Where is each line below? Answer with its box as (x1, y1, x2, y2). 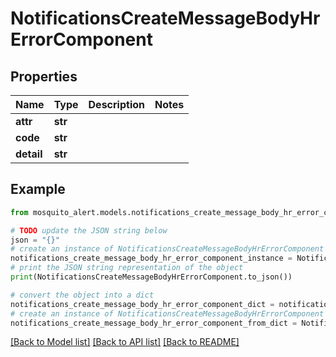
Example (10, 181, 66, 198)
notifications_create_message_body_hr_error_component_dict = (10, 299, 275, 309)
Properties (10, 68, 78, 85)
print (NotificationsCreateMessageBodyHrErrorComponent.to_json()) (10, 272, 293, 282)
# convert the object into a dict (10, 290, 155, 300)
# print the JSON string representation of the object (10, 263, 244, 273)
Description (88, 98, 145, 111)
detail (15, 147, 43, 161)
